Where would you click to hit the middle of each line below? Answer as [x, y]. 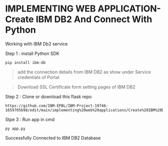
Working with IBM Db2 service [36, 43]
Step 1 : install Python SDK [32, 53]
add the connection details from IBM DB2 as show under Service [84, 72]
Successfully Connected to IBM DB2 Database [53, 137]
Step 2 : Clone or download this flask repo [48, 96]
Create [19, 19]
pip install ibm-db [25, 62]
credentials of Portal [38, 77]
